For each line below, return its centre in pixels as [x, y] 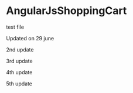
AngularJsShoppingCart [66, 11]
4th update [19, 72]
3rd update [20, 61]
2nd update [20, 49]
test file [15, 27]
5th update [19, 84]
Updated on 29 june [30, 38]
